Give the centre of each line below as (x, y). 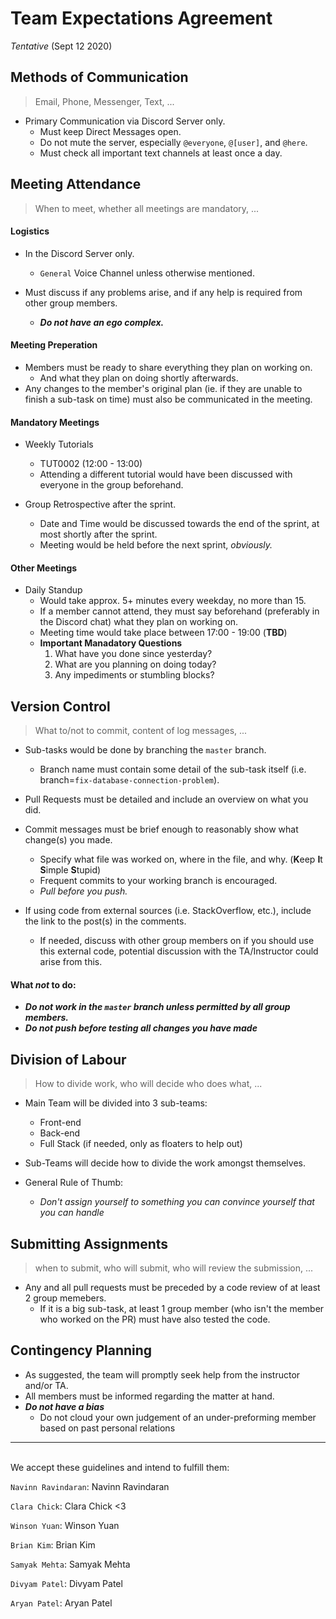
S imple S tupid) (70, 870)
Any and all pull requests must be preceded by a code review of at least (172, 1288)
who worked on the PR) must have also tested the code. (155, 1319)
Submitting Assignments (89, 1243)
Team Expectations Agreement (141, 18)
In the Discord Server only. (79, 253)
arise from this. (71, 962)
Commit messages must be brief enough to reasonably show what (161, 829)
